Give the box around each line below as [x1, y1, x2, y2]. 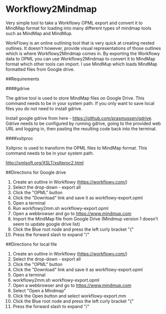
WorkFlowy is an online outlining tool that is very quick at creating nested [5, 40, 155, 46]
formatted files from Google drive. [5, 66, 75, 72]
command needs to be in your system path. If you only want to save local [5, 100, 155, 106]
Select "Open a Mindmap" [12, 287, 66, 293]
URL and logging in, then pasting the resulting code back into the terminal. [5, 125, 157, 132]
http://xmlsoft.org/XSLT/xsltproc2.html [5, 159, 84, 165]
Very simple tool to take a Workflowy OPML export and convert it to [5, 20, 143, 26]
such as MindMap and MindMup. [5, 30, 73, 36]
